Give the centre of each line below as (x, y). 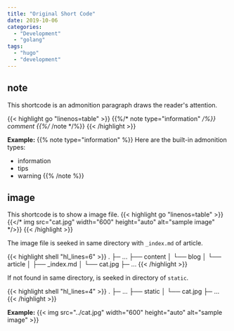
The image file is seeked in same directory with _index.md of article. (105, 243)
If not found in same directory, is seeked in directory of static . (98, 278)
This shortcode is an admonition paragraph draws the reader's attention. (112, 105)
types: (17, 147)
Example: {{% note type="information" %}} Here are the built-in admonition (117, 139)
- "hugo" (26, 53)
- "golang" (30, 40)
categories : (25, 27)
